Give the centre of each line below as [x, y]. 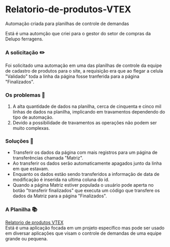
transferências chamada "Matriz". [48, 158]
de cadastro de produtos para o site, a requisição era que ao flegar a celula [84, 71]
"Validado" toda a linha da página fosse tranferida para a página [73, 76]
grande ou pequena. [27, 239]
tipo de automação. [33, 117]
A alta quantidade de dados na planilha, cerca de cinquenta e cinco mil [87, 106]
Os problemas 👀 [25, 95]
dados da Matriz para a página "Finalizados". [60, 196]
